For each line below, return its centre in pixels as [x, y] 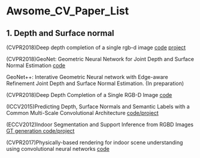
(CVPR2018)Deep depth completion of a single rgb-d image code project [96, 47]
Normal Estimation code [36, 65]
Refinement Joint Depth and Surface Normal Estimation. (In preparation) [95, 83]
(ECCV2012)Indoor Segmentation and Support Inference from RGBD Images [100, 124]
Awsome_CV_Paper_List [68, 11]
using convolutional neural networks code [58, 149]
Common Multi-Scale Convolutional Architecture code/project [82, 113]
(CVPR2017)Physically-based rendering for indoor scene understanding [95, 142]
